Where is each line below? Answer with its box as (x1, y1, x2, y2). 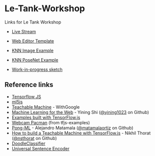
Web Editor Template (11, 38, 54, 44)
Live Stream (11, 28, 36, 34)
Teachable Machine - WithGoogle (11, 104, 80, 110)
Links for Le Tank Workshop (4, 19, 62, 25)
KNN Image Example (11, 47, 54, 53)
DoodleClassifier (11, 140, 46, 146)
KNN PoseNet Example (11, 57, 58, 63)
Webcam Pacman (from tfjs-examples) (11, 119, 90, 125)
